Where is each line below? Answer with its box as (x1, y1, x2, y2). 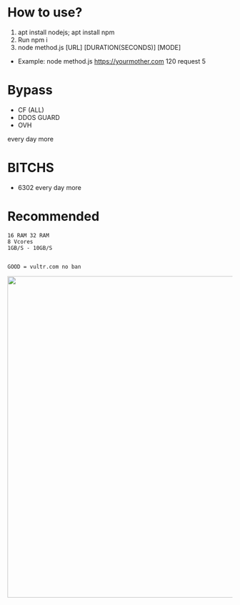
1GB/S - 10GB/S (7, 244, 53, 251)
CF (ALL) (17, 105, 44, 114)
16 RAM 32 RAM (7, 231, 50, 239)
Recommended (7, 209, 100, 224)
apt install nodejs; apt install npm (17, 28, 115, 36)
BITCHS (7, 160, 55, 176)
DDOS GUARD (17, 113, 60, 121)
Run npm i (17, 35, 48, 44)
